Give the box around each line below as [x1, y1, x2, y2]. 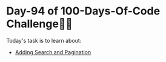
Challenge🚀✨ [6, 17, 73, 31]
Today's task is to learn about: [6, 37, 82, 44]
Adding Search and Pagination [15, 48, 91, 55]
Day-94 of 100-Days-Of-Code [6, 4, 161, 18]
